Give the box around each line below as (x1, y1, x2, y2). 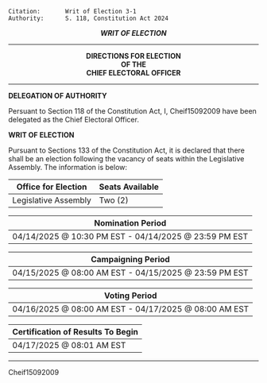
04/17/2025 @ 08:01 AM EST (12, 340, 126, 350)
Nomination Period (94, 218, 167, 228)
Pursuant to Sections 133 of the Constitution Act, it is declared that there (8, 145, 245, 155)
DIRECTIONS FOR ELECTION (86, 52, 181, 60)
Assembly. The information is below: (8, 163, 128, 172)
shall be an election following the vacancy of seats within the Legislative (8, 154, 245, 163)
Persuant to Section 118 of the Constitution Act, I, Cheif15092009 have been (8, 106, 257, 115)
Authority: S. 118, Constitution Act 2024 (8, 14, 169, 22)
